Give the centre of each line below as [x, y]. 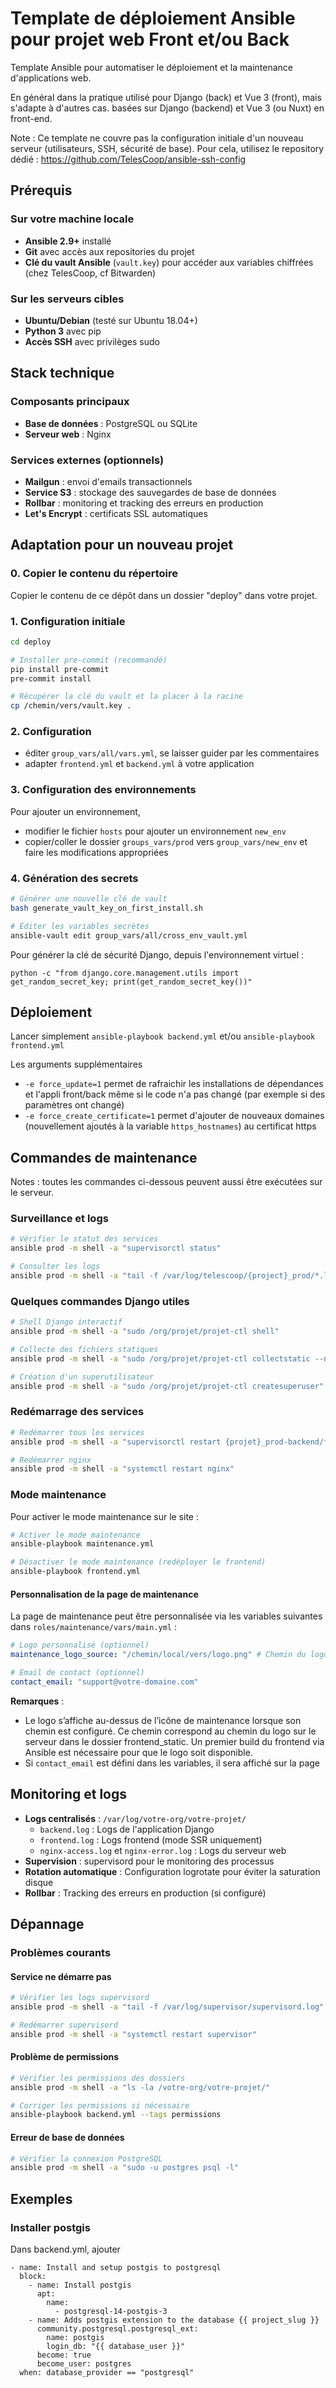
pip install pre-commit [60, 669]
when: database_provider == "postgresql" [107, 2372]
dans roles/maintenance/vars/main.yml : [93, 1627]
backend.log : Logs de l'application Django [127, 1829]
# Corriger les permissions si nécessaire [100, 2105]
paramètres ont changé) [74, 1105]
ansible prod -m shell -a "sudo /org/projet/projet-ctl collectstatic [160, 1358]
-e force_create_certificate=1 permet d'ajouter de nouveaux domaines [174, 1116]
